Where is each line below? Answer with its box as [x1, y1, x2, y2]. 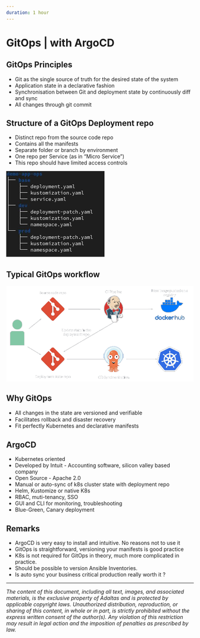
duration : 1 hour [6, 10, 49, 16]
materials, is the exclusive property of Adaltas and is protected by [6, 594, 168, 602]
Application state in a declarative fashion [14, 82, 115, 89]
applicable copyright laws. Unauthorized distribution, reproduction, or [6, 601, 179, 608]
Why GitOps [6, 393, 52, 403]
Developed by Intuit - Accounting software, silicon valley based [14, 462, 170, 469]
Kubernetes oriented [14, 456, 65, 463]
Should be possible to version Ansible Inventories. [14, 565, 138, 572]
